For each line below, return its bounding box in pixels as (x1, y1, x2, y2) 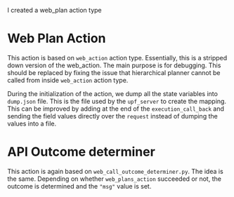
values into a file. (7, 119, 57, 128)
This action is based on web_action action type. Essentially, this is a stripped (7, 53, 228, 62)
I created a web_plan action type (7, 6, 102, 14)
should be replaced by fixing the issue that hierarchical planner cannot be (7, 68, 221, 76)
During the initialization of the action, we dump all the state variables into (7, 89, 218, 97)
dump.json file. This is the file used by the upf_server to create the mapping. (7, 97, 227, 105)
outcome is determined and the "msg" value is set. (7, 182, 152, 190)
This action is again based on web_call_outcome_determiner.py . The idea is (7, 167, 223, 175)
